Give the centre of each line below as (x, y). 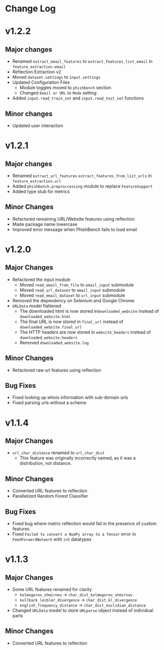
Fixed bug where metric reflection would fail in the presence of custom (84, 524)
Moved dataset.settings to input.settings (56, 77)
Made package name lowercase (45, 224)
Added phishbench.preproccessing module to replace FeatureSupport (82, 186)
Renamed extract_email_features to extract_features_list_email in (82, 61)
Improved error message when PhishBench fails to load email (75, 229)
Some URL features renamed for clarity (52, 590)
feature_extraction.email (39, 67)
